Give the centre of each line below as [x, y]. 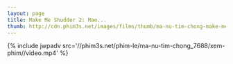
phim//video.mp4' [33, 53]
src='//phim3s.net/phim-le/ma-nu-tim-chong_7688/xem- [144, 46]
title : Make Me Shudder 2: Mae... [57, 20]
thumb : [17, 26]
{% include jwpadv [34, 46]
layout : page [26, 13]
